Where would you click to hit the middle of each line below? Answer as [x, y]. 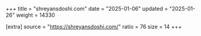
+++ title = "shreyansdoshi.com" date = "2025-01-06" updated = [87, 9]
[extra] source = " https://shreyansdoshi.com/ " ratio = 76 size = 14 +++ [94, 27]
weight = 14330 [35, 15]
